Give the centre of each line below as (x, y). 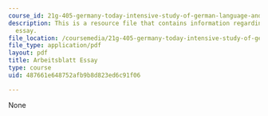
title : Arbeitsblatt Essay (53, 61)
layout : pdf (28, 53)
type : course (30, 68)
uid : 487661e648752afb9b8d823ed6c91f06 (75, 75)
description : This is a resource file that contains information (119, 23)
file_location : (33, 38)
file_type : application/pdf (55, 46)
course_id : (26, 16)
